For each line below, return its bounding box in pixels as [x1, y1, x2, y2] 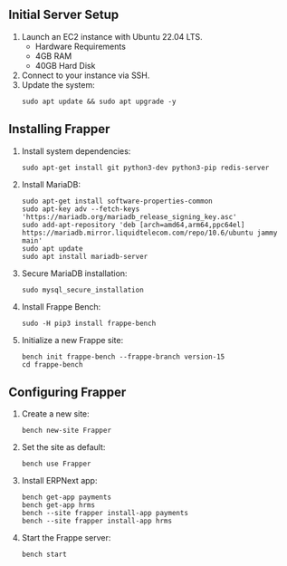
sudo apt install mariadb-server [21, 252, 148, 261]
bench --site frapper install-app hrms [21, 516, 173, 526]
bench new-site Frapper [21, 426, 112, 436]
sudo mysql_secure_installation [21, 285, 144, 294]
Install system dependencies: [21, 145, 131, 157]
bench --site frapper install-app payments [21, 509, 189, 518]
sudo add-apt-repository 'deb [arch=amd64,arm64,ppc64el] [21, 220, 245, 229]
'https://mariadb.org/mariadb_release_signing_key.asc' [21, 212, 237, 221]
